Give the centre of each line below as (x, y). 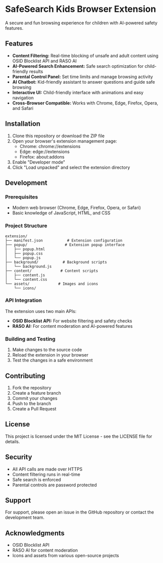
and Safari (23, 108)
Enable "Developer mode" (39, 162)
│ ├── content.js (25, 275)
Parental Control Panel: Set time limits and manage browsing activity (82, 77)
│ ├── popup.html (25, 249)
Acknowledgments (35, 533)
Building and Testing (30, 339)
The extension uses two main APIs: (41, 311)
